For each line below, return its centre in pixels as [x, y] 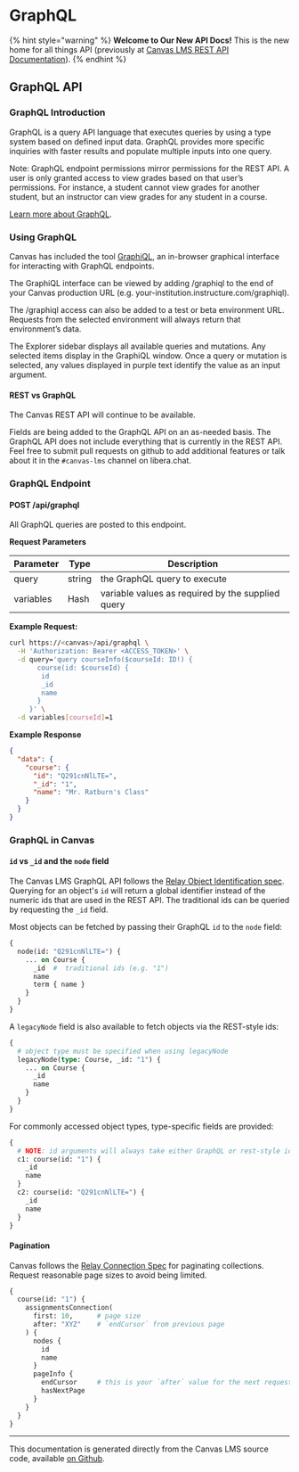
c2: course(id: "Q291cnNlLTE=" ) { [81, 1192]
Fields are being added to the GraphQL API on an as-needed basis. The [140, 432]
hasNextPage [64, 1391]
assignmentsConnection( [69, 1308]
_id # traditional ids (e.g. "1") [101, 968]
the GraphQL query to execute [163, 579]
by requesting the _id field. [59, 909]
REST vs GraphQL [43, 395]
